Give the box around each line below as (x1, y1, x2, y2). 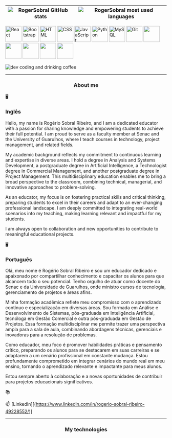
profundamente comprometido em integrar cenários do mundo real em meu (5, 358, 165, 364)
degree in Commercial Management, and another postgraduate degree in (5, 168, 160, 174)
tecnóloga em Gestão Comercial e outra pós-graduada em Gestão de (5, 315, 152, 321)
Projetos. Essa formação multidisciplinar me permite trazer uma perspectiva (5, 320, 165, 327)
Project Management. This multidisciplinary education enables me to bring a (5, 173, 166, 179)
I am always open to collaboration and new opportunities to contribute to (5, 225, 159, 232)
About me (73, 81, 99, 88)
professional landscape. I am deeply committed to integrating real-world (5, 204, 158, 211)
